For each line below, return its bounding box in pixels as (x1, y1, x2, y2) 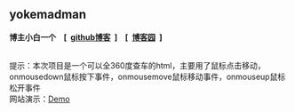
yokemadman (9, 7, 87, 22)
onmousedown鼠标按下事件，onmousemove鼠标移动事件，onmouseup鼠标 (9, 71, 286, 82)
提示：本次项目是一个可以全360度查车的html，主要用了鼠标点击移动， (9, 60, 266, 70)
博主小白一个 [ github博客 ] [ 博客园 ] (9, 31, 163, 43)
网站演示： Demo (9, 93, 70, 104)
